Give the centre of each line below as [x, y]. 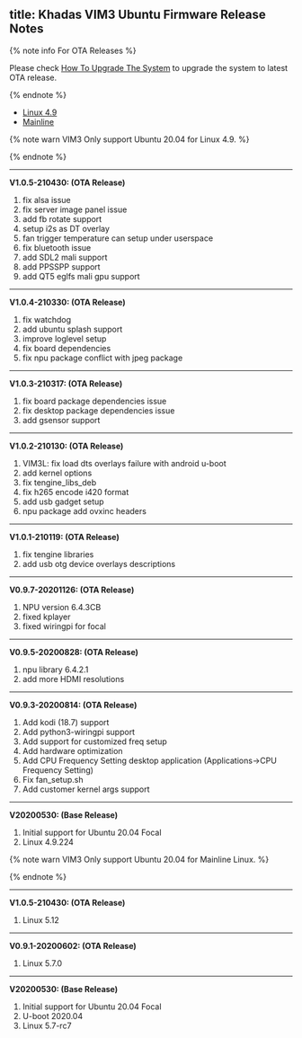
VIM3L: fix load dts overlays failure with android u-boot [124, 463]
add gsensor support [61, 420]
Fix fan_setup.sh [53, 779]
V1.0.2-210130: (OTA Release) [67, 446]
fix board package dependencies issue [94, 401]
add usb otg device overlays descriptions [99, 563]
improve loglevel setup [64, 338]
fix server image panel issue [75, 209]
